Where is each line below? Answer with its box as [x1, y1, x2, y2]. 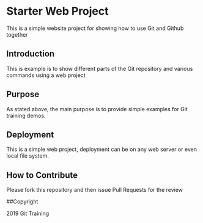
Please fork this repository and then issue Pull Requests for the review [6, 186, 183, 194]
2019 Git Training [6, 210, 50, 218]
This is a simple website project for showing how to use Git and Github [6, 24, 184, 32]
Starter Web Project [6, 4, 109, 18]
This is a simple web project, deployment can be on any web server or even [6, 145, 197, 153]
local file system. [6, 152, 49, 159]
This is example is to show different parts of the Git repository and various [6, 65, 193, 72]
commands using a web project [6, 71, 86, 79]
